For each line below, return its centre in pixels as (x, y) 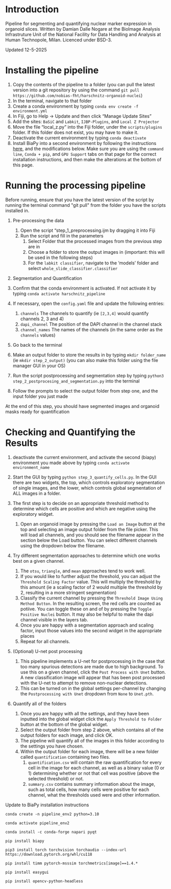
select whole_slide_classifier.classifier (73, 268)
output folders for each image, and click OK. (67, 735)
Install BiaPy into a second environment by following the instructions (84, 143)
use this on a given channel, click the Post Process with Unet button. (93, 672)
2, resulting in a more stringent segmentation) (68, 592)
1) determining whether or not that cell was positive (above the (94, 773)
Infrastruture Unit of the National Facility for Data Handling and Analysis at (83, 34)
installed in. (17, 210)
